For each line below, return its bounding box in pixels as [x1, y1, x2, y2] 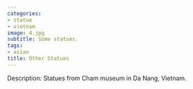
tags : [7, 42, 23, 49]
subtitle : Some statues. [7, 36, 79, 43]
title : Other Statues [7, 55, 70, 62]
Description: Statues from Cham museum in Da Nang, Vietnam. [7, 74, 187, 82]
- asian [7, 49, 30, 56]
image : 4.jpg [7, 29, 45, 37]
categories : [7, 10, 42, 17]
